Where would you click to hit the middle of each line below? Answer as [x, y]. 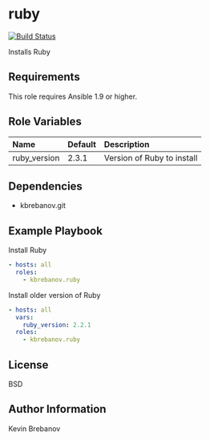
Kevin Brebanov [34, 428]
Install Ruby [28, 251]
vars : [25, 317]
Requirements [44, 77]
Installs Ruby [29, 51]
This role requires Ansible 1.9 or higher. [73, 96]
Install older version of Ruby [55, 295]
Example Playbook [55, 231]
